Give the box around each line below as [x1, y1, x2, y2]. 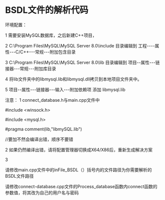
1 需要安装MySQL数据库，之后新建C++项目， [5, 32, 97, 38]
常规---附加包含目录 [35, 49, 76, 55]
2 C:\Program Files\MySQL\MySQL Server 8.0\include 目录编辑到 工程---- [5, 42, 155, 48]
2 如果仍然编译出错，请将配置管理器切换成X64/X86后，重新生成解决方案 [5, 147, 153, 153]
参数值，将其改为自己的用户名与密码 [5, 190, 79, 196]
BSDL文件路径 [5, 173, 34, 179]
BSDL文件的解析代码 [5, 4, 88, 16]
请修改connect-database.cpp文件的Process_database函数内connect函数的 [5, 183, 158, 189]
